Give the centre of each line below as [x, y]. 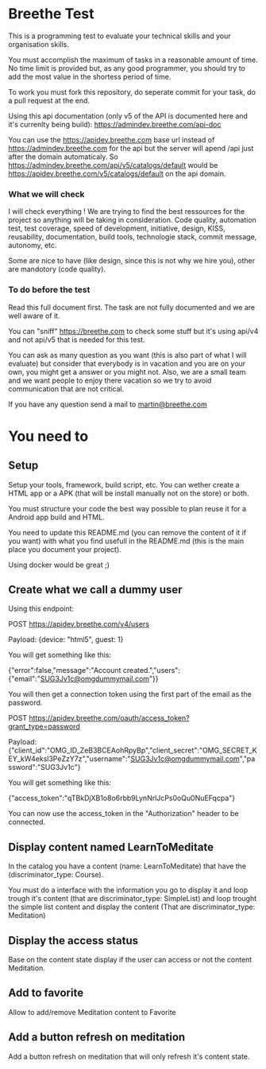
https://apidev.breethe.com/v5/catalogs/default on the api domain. [117, 173]
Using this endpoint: [41, 608]
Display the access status [73, 941]
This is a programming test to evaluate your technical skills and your [120, 36]
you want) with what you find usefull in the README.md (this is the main [126, 541]
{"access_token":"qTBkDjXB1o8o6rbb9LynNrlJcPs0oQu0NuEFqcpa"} [122, 798]
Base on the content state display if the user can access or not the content [130, 959]
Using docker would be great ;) [59, 565]
